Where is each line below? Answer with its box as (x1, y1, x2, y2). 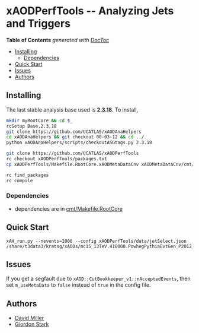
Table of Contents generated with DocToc (6, 36, 110, 43)
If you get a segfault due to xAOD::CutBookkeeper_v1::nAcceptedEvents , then (6, 275, 191, 283)
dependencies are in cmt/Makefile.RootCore (14, 205, 123, 212)
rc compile (6, 177, 33, 183)
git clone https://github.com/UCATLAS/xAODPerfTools (6, 150, 139, 157)
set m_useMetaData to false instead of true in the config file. (6, 281, 151, 288)
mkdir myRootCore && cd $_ (6, 118, 73, 123)
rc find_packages (6, 172, 49, 178)
